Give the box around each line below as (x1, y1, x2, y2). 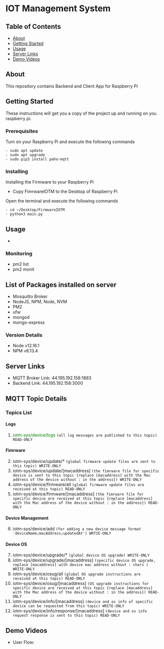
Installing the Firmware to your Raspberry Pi (5, 179, 94, 185)
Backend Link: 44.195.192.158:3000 (12, 380, 83, 386)
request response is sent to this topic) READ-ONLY (12, 613, 120, 618)
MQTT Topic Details (5, 394, 67, 403)
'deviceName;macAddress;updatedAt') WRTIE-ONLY (12, 531, 111, 536)
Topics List (5, 409, 32, 416)
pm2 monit (12, 267, 35, 272)
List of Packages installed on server (5, 280, 117, 289)
